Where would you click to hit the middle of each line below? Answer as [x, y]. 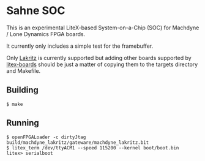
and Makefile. [24, 70]
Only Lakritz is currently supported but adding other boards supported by [99, 58]
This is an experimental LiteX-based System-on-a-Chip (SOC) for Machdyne [103, 28]
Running [23, 123]
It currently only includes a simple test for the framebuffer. [80, 46]
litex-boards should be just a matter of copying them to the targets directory [102, 64]
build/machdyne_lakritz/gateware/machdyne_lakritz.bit [78, 142]
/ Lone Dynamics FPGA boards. [46, 34]
